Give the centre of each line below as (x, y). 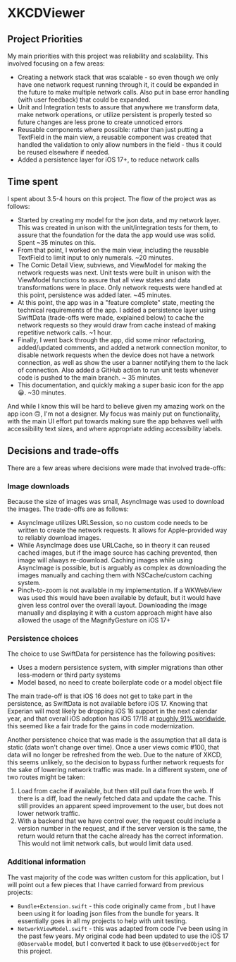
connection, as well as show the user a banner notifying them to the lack (123, 362)
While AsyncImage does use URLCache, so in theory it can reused (113, 545)
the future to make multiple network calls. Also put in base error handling (123, 92)
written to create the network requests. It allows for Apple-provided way (122, 530)
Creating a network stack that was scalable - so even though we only (118, 77)
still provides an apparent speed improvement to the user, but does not (120, 806)
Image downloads (38, 486)
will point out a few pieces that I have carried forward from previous (106, 884)
